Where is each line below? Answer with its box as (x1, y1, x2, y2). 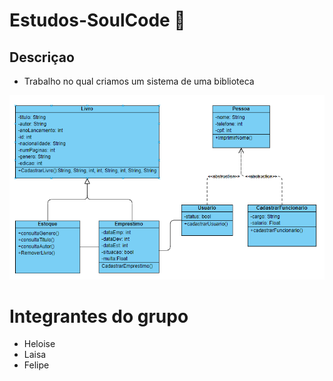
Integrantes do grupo (9, 305, 189, 328)
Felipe (23, 359, 50, 371)
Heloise (23, 338, 56, 350)
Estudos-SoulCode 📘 (9, 9, 186, 32)
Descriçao (9, 49, 75, 66)
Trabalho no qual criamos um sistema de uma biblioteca (23, 75, 255, 87)
